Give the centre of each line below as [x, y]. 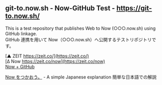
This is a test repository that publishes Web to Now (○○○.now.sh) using [80, 28]
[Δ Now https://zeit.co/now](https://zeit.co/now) [55, 61]
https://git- [134, 8]
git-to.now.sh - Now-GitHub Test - [60, 8]
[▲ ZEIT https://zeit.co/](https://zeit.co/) [47, 56]
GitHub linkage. [21, 33]
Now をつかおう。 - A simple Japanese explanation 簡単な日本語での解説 [81, 77]
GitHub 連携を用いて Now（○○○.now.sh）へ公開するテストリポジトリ [78, 39]
